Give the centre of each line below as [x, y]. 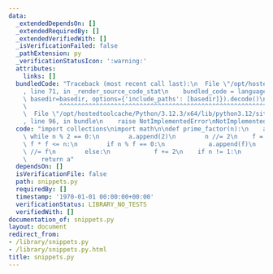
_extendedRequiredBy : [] [58, 31]
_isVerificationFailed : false [67, 46]
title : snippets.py [41, 257]
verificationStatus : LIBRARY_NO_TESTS [82, 204]
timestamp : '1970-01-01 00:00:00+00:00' [85, 197]
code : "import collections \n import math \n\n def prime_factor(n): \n [132, 129]
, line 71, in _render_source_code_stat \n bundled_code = [128, 91]
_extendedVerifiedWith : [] [61, 39]
